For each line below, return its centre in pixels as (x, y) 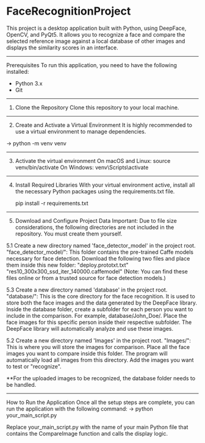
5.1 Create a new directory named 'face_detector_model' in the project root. (101, 245)
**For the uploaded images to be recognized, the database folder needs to (101, 378)
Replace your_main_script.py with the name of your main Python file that (97, 427)
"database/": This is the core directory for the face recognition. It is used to (101, 296)
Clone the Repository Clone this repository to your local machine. (97, 107)
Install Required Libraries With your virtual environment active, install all (105, 185)
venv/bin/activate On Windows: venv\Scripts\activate (82, 167)
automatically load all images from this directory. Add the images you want (100, 360)
